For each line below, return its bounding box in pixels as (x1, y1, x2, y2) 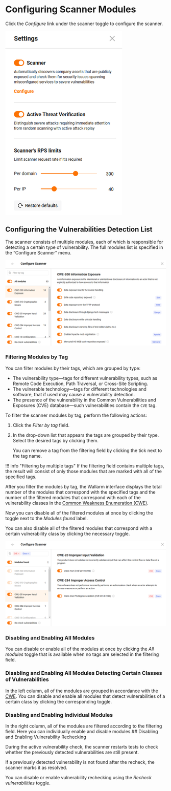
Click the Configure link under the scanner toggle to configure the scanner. (5, 20, 163, 27)
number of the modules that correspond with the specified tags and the (5, 489, 156, 495)
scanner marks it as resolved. (5, 764, 67, 771)
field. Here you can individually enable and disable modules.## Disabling (5, 728, 158, 734)
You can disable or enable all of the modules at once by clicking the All (5, 646, 154, 652)
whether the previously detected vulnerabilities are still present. (5, 749, 139, 755)
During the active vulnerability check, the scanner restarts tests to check (5, 743, 158, 750)
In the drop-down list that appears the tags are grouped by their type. (12, 432, 159, 438)
